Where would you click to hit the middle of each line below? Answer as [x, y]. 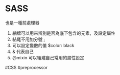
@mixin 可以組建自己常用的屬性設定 [48, 57]
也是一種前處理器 [22, 23]
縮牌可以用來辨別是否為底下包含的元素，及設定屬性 [64, 33]
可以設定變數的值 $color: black [43, 45]
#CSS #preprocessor [26, 67]
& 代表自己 [23, 51]
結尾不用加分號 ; [28, 39]
